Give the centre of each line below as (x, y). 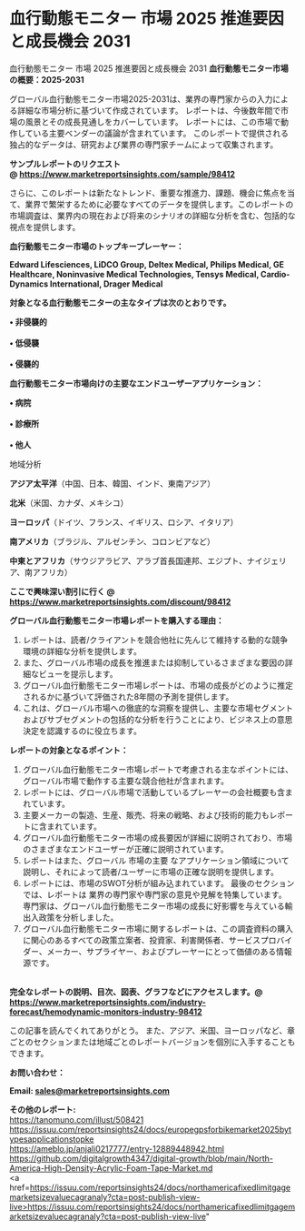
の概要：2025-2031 (47, 79)
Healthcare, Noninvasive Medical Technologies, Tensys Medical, (134, 274)
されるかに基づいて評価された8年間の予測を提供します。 (128, 696)
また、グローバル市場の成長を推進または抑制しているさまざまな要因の (154, 662)
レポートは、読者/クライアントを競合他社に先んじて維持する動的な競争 (155, 640)
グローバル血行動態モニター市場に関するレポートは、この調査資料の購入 (157, 928)
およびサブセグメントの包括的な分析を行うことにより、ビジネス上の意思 (157, 719)
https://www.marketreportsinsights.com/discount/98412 (120, 601)
